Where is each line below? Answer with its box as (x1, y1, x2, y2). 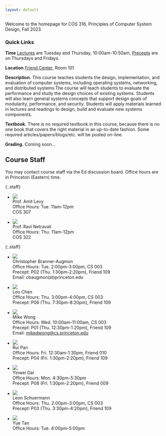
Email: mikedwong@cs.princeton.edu (12, 330, 89, 336)
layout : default (5, 7, 39, 12)
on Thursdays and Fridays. (5, 55, 60, 61)
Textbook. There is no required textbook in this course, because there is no (5, 121, 160, 127)
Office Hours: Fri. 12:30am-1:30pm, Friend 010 (12, 349, 107, 355)
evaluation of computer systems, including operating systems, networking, (5, 80, 158, 86)
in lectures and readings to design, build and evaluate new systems (5, 106, 143, 112)
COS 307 (12, 209, 31, 215)
